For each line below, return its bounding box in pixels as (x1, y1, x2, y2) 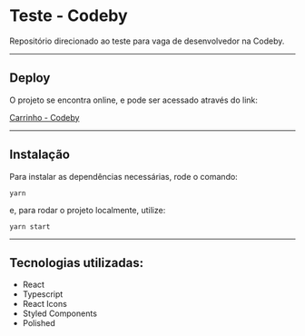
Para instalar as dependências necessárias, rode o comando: (9, 171, 238, 182)
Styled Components (22, 308, 98, 319)
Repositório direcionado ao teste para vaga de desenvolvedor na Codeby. (9, 35, 285, 46)
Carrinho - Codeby (9, 112, 80, 123)
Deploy (9, 70, 51, 86)
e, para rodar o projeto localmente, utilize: (9, 204, 166, 215)
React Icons (22, 299, 68, 310)
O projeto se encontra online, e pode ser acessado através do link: (9, 94, 259, 105)
